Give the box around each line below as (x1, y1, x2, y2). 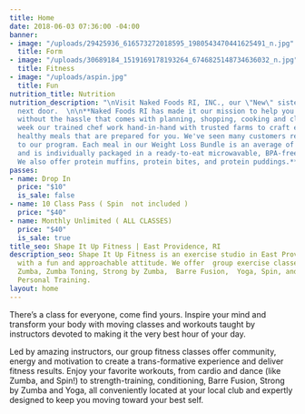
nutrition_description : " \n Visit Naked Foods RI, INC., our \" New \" (9, 97, 274, 107)
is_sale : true (17, 233, 71, 242)
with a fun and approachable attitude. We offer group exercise (17, 258, 271, 268)
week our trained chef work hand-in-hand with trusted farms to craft (17, 124, 290, 133)
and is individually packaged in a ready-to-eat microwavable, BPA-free (17, 148, 299, 157)
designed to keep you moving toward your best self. (9, 394, 204, 405)
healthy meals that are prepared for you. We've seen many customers (17, 132, 286, 141)
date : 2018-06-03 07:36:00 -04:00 (9, 22, 141, 31)
